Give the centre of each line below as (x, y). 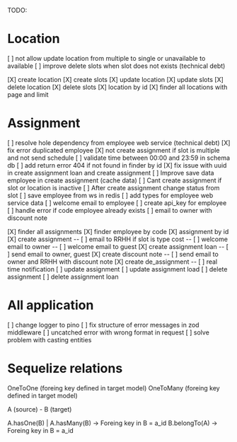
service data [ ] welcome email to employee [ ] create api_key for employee (117, 203)
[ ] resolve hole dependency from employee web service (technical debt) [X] (119, 143)
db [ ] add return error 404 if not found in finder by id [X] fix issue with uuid (117, 165)
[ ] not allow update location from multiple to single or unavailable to (106, 58)
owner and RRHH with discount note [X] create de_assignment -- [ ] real (112, 262)
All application (51, 305)
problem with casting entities (50, 339)
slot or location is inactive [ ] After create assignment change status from (114, 187)
